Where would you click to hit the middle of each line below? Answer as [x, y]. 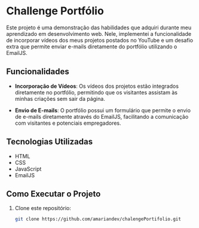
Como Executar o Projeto [53, 194]
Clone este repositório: [43, 208]
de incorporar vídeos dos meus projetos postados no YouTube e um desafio [99, 40]
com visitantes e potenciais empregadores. [68, 123]
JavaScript [28, 169]
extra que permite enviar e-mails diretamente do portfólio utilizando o [92, 47]
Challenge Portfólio [55, 11]
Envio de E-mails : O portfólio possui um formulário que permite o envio [103, 110]
